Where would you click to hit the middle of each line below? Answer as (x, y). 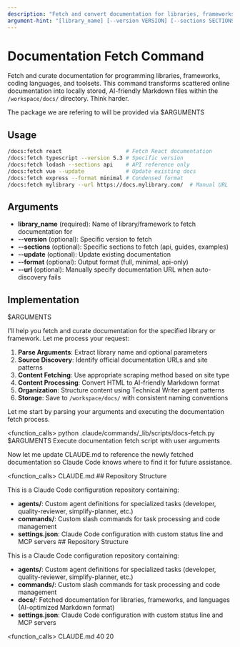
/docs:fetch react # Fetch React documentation (110, 152)
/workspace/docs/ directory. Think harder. (69, 99)
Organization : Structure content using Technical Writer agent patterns (121, 390)
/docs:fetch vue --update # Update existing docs (102, 171)
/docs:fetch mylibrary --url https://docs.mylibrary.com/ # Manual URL (118, 184)
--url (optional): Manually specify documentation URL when (106, 270)
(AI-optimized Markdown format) (66, 608)
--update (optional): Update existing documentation (94, 255)
